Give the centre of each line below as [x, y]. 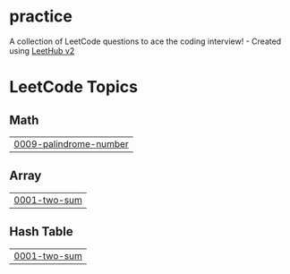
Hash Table [41, 231]
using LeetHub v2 [42, 50]
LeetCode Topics [74, 87]
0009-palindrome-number [71, 143]
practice [41, 17]
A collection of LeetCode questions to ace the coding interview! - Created [145, 41]
